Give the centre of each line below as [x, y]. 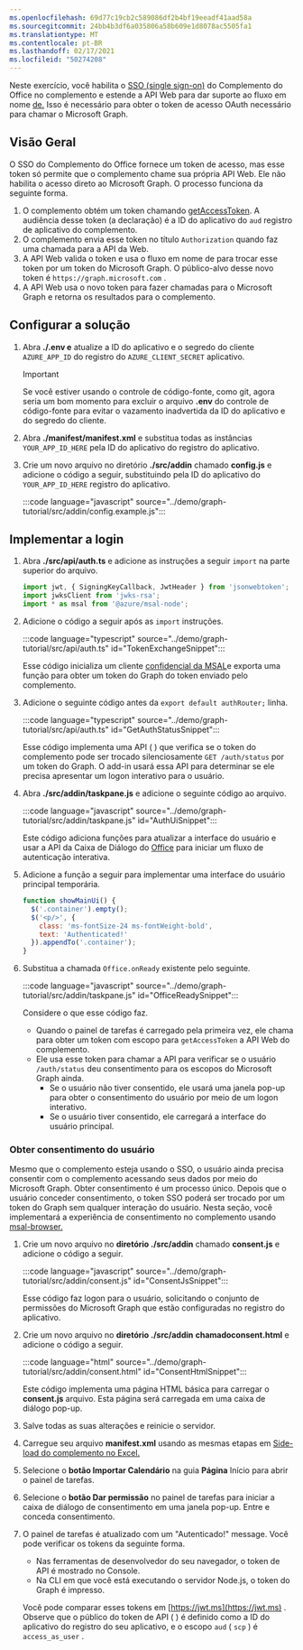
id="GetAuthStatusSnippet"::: [165, 730]
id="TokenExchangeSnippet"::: [168, 649]
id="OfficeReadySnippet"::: [188, 996]
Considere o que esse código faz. [85, 1013]
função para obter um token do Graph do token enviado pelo [135, 676]
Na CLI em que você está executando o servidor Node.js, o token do [163, 1580]
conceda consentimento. [69, 1516]
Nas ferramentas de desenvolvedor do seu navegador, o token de [158, 1562]
